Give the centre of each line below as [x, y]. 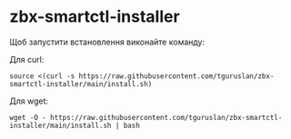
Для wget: [29, 101]
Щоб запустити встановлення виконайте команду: [107, 42]
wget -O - [28, 117]
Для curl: [27, 59]
